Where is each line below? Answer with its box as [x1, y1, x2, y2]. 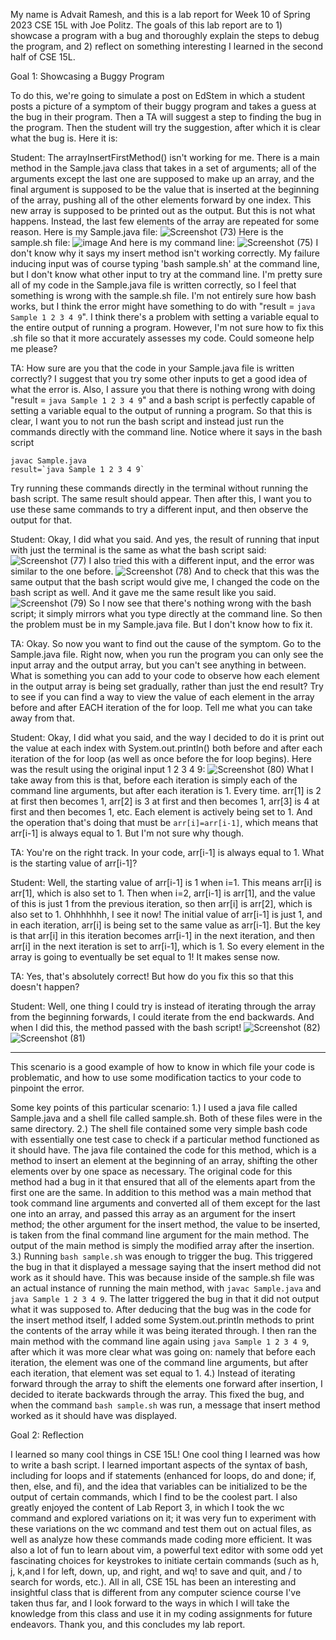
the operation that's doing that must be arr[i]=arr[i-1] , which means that [10, 817, 319, 828]
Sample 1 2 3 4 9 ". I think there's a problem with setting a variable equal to [10, 311, 320, 323]
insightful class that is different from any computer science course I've [10, 1587, 302, 1598]
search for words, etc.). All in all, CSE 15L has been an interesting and [10, 1576, 297, 1588]
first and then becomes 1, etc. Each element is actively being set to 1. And [10, 806, 313, 818]
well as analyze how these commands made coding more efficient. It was [10, 1534, 313, 1545]
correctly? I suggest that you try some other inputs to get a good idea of [10, 373, 308, 384]
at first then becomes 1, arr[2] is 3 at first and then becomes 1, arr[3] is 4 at [10, 795, 320, 807]
